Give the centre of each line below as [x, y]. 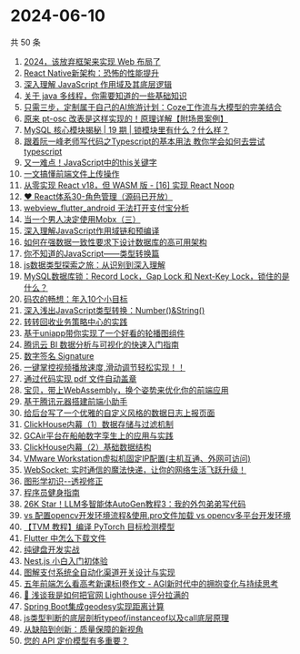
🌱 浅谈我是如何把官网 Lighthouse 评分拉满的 [106, 595]
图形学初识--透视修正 [63, 481]
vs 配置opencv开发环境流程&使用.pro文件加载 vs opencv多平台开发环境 [157, 515]
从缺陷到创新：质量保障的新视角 [83, 628]
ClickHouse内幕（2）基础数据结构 [87, 446]
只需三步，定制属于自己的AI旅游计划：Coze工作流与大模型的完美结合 [153, 107]
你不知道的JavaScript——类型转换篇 [91, 253]
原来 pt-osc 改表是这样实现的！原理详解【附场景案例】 [125, 118]
